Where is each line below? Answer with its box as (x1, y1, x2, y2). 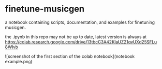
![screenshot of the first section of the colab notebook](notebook (5, 53, 135, 59)
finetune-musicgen (5, 3, 85, 14)
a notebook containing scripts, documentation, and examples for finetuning (5, 19, 155, 25)
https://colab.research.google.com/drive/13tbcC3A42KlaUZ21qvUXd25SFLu (5, 39, 157, 44)
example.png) (5, 58, 33, 64)
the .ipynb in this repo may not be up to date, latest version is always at (5, 34, 147, 40)
